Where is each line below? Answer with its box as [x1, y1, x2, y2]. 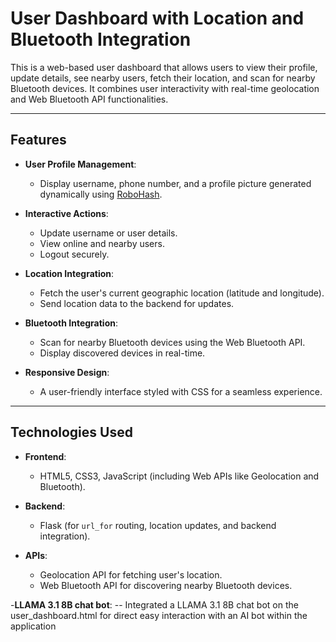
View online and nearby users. [39, 237, 165, 249]
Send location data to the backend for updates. [39, 297, 235, 309]
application [10, 620, 57, 632]
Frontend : [24, 450, 67, 462]
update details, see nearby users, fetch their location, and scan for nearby [10, 72, 316, 84]
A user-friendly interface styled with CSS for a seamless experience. [39, 385, 323, 397]
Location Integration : [24, 267, 115, 279]
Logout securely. [39, 248, 110, 260]
